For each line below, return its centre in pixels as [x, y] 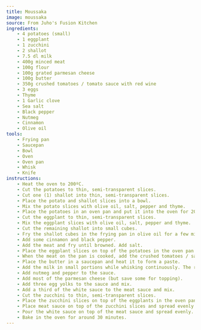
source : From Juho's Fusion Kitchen [52, 23]
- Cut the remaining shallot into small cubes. [77, 228]
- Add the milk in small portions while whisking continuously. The [104, 268]
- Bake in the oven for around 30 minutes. [72, 317]
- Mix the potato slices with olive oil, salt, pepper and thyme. [101, 206]
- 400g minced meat [41, 62]
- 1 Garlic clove [39, 100]
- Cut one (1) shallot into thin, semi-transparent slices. [93, 195]
